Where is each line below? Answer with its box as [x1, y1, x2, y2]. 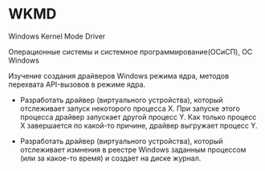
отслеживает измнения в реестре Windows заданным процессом [19, 145, 247, 154]
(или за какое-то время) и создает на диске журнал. [19, 153, 202, 163]
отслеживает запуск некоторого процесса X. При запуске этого [19, 104, 241, 113]
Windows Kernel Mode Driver [8, 31, 106, 41]
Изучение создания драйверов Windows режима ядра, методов [8, 71, 230, 80]
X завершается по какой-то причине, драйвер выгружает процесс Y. [19, 120, 259, 130]
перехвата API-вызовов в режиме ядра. [8, 79, 146, 89]
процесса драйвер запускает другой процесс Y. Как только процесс [19, 112, 257, 121]
